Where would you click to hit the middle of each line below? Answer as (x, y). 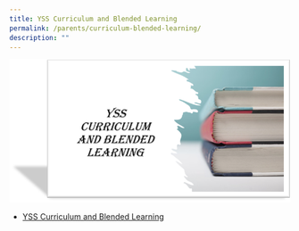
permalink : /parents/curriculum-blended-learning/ (105, 28)
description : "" (39, 37)
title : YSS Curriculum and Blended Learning (93, 19)
